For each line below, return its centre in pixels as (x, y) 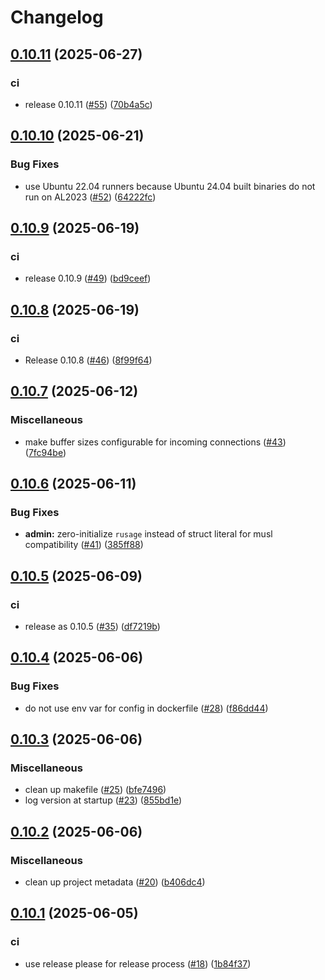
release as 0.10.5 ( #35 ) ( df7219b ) (92, 626)
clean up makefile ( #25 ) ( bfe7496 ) (95, 790)
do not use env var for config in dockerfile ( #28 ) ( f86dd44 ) (146, 708)
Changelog (57, 17)
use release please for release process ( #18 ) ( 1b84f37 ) (138, 963)
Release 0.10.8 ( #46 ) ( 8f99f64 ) (88, 360)
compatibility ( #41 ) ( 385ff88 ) (84, 545)
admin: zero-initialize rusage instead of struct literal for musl (148, 534)
